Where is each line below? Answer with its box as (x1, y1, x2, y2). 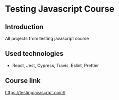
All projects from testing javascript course (5, 35, 89, 41)
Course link (5, 77, 40, 85)
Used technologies (5, 50, 64, 58)
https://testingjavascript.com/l (5, 89, 66, 95)
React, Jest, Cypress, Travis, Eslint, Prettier (12, 62, 99, 68)
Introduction (5, 23, 44, 31)
